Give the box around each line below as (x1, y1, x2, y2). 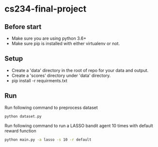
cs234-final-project (4, 3, 87, 15)
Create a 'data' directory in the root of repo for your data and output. (11, 67, 149, 73)
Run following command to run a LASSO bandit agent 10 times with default (4, 122, 153, 129)
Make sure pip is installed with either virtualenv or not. (11, 41, 120, 46)
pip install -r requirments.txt (11, 77, 67, 83)
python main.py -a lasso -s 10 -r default (4, 137, 92, 142)
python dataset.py (4, 114, 42, 119)
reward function (4, 128, 37, 133)
